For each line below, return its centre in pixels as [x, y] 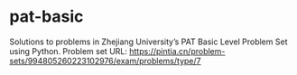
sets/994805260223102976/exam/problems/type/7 [105, 61]
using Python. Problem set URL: [69, 51]
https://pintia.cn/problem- [177, 51]
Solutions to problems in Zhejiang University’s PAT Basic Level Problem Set [148, 42]
